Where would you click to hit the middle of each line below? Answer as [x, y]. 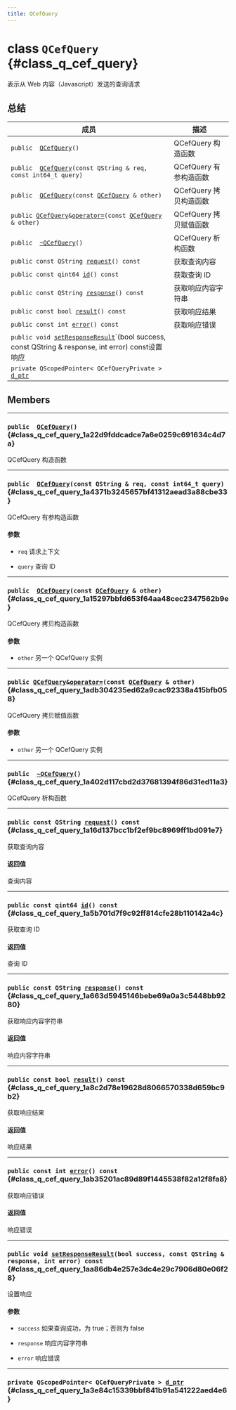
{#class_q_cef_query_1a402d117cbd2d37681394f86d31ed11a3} [118, 782]
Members [29, 400]
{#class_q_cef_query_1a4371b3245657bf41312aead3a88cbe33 [118, 492]
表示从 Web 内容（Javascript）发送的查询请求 [74, 84]
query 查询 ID [37, 566]
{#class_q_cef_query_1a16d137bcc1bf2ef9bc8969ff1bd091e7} [115, 830]
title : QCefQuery [33, 14]
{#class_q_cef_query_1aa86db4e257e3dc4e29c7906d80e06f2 [118, 1269]
